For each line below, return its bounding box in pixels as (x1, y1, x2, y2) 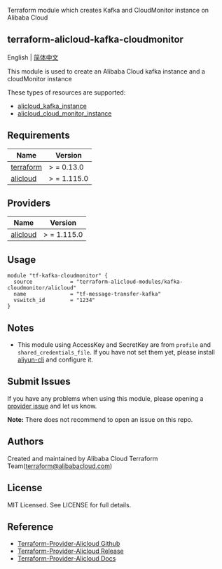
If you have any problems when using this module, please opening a (7, 394, 204, 402)
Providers (7, 198, 51, 210)
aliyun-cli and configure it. (17, 355, 93, 364)
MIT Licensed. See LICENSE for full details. (7, 500, 132, 509)
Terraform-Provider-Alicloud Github (17, 540, 120, 548)
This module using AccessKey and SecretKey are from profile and (17, 341, 211, 349)
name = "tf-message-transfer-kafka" (13, 291, 161, 298)
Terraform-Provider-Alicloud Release (17, 547, 124, 556)
